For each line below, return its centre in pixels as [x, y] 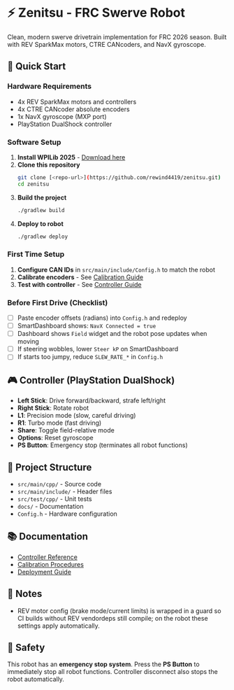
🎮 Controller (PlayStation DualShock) [91, 380]
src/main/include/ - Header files [65, 491]
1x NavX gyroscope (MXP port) [62, 116]
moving [28, 342]
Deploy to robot [41, 223]
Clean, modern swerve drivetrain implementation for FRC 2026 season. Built [117, 37]
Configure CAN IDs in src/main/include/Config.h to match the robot [116, 269]
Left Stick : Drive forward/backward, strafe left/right [92, 401]
